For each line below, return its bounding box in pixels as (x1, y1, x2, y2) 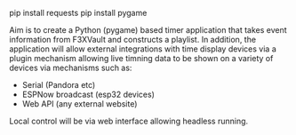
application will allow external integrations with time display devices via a (9, 44, 277, 54)
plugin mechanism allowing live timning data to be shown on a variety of (9, 53, 274, 63)
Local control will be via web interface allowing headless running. (9, 115, 249, 126)
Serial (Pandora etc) (21, 80, 96, 90)
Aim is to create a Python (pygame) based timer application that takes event (9, 25, 287, 35)
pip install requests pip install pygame (9, 8, 148, 18)
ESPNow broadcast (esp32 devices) (21, 89, 156, 99)
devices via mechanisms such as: (9, 62, 132, 73)
